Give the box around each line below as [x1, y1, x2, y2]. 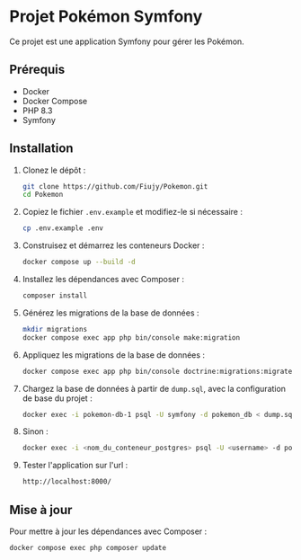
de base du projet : [22, 393, 93, 404]
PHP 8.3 [22, 105, 53, 116]
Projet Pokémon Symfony [9, 6, 203, 27]
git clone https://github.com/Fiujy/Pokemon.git [22, 182, 208, 191]
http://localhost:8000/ [22, 477, 112, 486]
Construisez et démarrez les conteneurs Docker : [22, 240, 205, 251]
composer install [22, 291, 88, 300]
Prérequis [9, 62, 66, 77]
